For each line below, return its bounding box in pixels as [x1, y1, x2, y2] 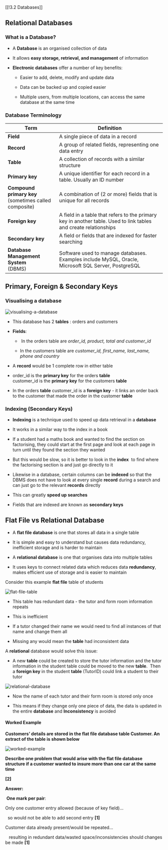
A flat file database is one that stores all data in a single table [12, 529, 139, 536]
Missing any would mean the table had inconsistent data [12, 638, 129, 644]
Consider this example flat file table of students [5, 579, 103, 585]
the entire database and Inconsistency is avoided [12, 708, 116, 714]
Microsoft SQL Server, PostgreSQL [59, 262, 141, 269]
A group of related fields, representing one [59, 141, 159, 148]
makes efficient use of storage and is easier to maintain [12, 569, 127, 575]
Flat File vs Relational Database [5, 516, 104, 525]
